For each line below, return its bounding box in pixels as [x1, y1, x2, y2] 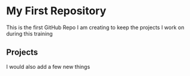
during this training [6, 30, 53, 37]
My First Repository [6, 4, 107, 18]
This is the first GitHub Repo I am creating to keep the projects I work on [6, 24, 185, 31]
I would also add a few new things [6, 63, 91, 70]
